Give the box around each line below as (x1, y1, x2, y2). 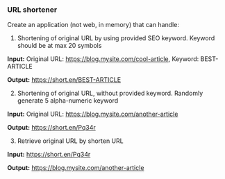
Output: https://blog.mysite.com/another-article (7, 164, 144, 172)
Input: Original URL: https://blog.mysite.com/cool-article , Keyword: (7, 55, 199, 63)
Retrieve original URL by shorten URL (17, 137, 124, 145)
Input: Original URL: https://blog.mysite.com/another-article (7, 110, 178, 119)
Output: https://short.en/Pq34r (7, 123, 96, 132)
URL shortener (7, 5, 58, 15)
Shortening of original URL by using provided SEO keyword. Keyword (17, 34, 215, 42)
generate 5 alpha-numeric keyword (17, 96, 119, 105)
